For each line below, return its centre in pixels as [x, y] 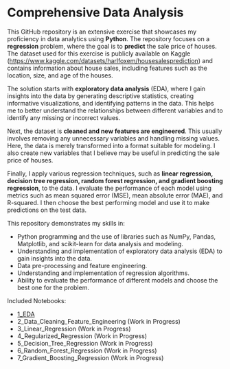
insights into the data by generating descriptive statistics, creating [101, 96]
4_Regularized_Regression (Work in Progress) [82, 336]
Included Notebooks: [37, 300]
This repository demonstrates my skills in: [66, 223]
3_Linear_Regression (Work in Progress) [74, 329]
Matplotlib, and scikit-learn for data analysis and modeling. [100, 243]
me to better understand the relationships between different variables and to [115, 110]
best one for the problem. [53, 287]
